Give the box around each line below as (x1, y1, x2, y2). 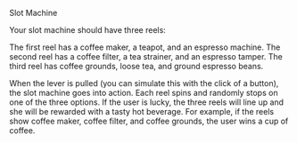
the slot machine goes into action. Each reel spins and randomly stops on (9, 88, 278, 98)
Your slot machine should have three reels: (9, 25, 167, 35)
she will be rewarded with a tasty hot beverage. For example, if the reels (9, 107, 275, 116)
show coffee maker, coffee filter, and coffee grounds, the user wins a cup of (9, 115, 289, 126)
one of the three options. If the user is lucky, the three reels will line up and (9, 97, 284, 107)
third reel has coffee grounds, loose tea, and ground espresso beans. (9, 61, 264, 71)
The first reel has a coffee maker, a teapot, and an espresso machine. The (9, 42, 281, 52)
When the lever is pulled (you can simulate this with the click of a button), (9, 78, 279, 88)
